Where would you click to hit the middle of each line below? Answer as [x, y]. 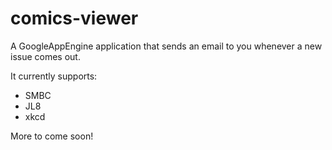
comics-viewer [74, 18]
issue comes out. [45, 56]
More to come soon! [52, 136]
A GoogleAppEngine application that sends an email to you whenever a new [166, 46]
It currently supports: [54, 76]
